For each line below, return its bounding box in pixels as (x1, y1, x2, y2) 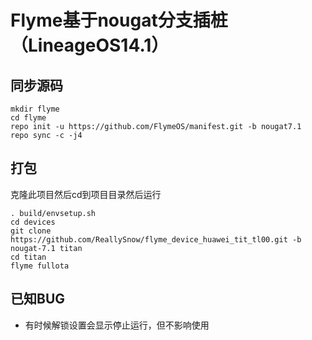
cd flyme (10, 113, 47, 123)
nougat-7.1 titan (10, 243, 83, 253)
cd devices (10, 217, 56, 227)
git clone (10, 226, 52, 236)
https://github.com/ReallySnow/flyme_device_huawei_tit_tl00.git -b (10, 234, 302, 245)
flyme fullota (10, 261, 70, 271)
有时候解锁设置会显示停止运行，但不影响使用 (24, 319, 210, 331)
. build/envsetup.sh (10, 208, 97, 218)
